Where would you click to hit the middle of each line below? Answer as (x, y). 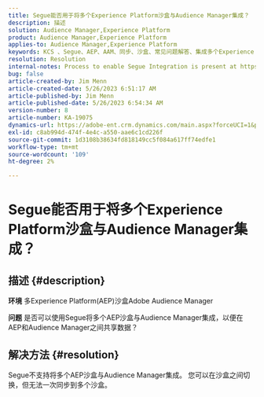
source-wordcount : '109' (49, 154)
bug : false (26, 74)
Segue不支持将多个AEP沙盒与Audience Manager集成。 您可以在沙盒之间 (126, 375)
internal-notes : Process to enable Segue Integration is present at (123, 67)
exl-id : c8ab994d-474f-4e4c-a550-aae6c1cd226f (86, 132)
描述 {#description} (57, 280)
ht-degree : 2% (31, 162)
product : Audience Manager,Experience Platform (88, 37)
